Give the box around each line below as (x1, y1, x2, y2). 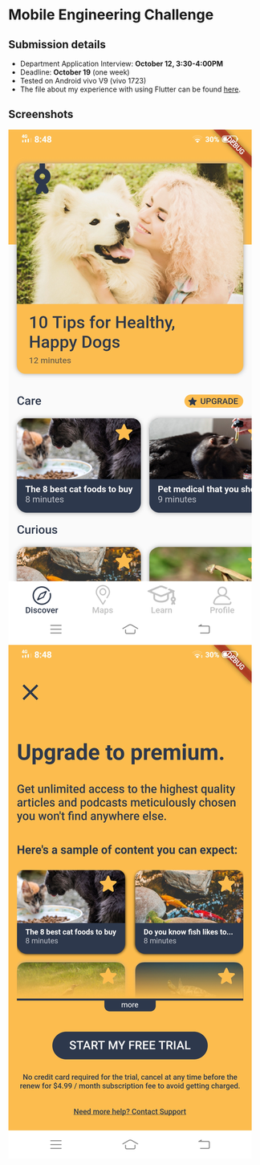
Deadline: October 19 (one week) (19, 67, 130, 77)
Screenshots (8, 108, 74, 121)
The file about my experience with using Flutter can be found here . (19, 84, 241, 94)
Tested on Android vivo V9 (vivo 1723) (19, 76, 147, 85)
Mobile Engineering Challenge (8, 6, 214, 24)
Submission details (8, 38, 106, 51)
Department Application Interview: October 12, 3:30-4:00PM (19, 59, 223, 68)
